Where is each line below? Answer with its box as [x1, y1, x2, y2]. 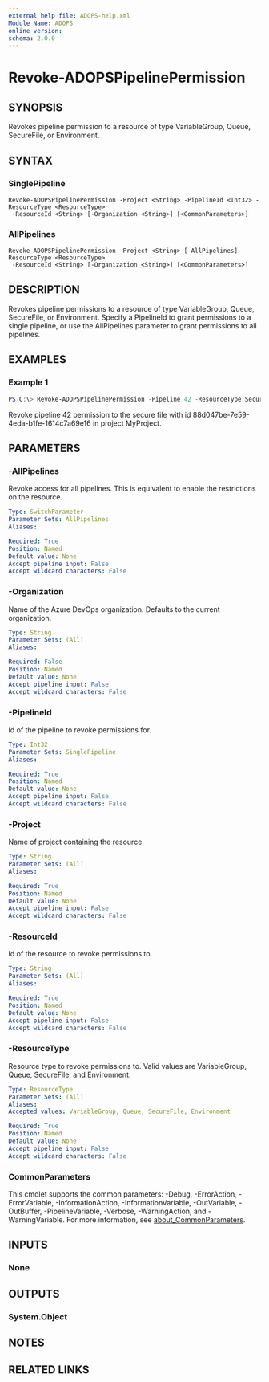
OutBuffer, [8, 1206, 42, 1216]
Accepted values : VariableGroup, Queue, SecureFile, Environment [8, 1107, 231, 1116]
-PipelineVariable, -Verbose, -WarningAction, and [43, 1206, 207, 1216]
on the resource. [8, 492, 63, 502]
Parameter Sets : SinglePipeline [8, 748, 116, 756]
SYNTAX [8, 153, 54, 167]
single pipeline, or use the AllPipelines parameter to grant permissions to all [8, 321, 258, 331]
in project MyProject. [92, 418, 162, 428]
